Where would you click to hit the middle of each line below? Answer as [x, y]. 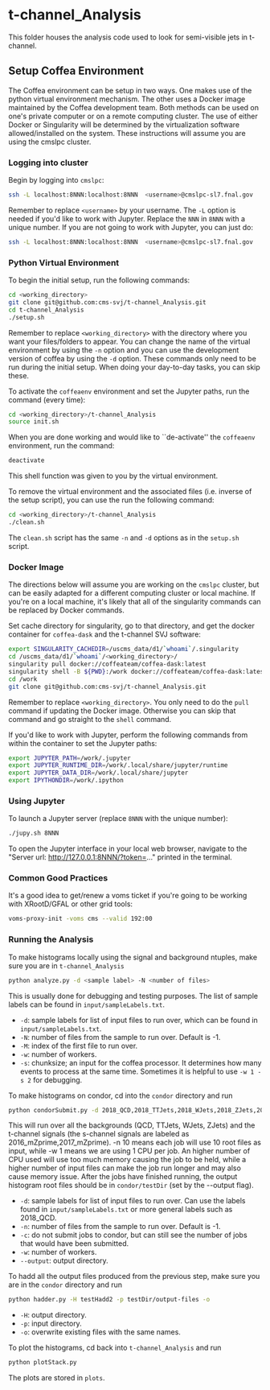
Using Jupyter [37, 801]
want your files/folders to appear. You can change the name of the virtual [129, 341]
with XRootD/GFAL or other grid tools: [71, 904]
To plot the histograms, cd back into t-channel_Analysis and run [115, 1348]
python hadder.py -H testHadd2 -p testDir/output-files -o [109, 1300]
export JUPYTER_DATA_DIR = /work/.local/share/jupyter [98, 773]
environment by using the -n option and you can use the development [124, 350]
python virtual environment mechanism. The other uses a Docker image [127, 99]
